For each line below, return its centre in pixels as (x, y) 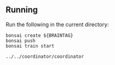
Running (22, 10)
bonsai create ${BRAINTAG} (39, 36)
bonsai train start (30, 46)
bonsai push (20, 41)
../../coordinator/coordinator (45, 57)
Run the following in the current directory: (57, 24)
